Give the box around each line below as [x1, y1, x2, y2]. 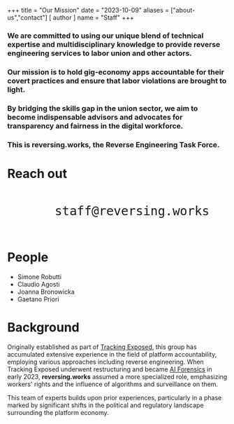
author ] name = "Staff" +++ [52, 13, 135, 22]
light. [7, 84, 26, 94]
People [7, 249, 49, 265]
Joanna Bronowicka [17, 287, 75, 296]
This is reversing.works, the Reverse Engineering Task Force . [7, 139, 220, 149]
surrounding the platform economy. [7, 408, 110, 416]
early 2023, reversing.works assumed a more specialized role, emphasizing [7, 372, 228, 381]
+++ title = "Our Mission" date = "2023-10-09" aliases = [7, 6, 170, 14]
